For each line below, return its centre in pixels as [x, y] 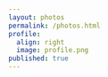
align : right [41, 42]
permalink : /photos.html [54, 26]
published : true [38, 58]
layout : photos [37, 17]
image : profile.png [53, 50]
